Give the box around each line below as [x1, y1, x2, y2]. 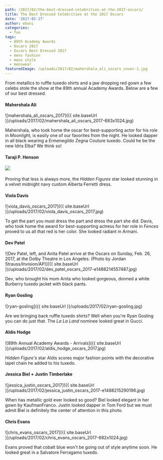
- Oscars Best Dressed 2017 [9, 48, 67, 53]
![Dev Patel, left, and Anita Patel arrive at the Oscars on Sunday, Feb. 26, [5, 251, 151, 257]
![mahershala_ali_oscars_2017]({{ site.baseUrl [5, 112, 97, 118]
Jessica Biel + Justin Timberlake [5, 371, 72, 377]
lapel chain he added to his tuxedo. [5, 360, 76, 366]
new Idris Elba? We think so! [5, 143, 62, 149]
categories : [5, 26, 29, 30]
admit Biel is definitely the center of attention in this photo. [5, 407, 123, 413]
